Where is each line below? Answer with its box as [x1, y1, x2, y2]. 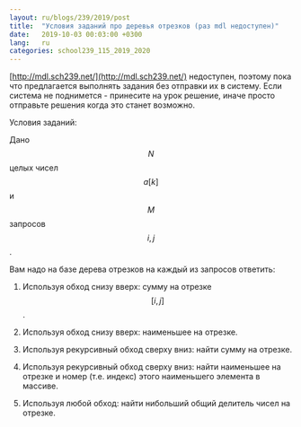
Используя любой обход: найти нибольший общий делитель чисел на [22, 398, 290, 409]
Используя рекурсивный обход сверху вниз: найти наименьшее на [22, 362, 281, 372]
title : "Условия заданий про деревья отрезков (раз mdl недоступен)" [9, 22, 279, 30]
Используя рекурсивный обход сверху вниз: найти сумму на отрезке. [22, 344, 293, 355]
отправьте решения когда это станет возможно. [9, 100, 196, 110]
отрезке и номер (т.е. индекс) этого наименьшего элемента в [22, 371, 261, 382]
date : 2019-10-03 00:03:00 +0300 [9, 30, 143, 39]
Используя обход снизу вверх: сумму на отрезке [22, 282, 212, 292]
